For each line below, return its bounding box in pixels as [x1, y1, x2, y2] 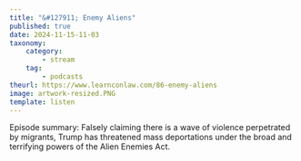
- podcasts [42, 72, 84, 81]
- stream [42, 55, 75, 64]
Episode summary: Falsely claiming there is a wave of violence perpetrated [9, 122, 291, 133]
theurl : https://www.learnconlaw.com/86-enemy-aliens [9, 80, 218, 90]
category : [25, 47, 64, 56]
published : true [9, 22, 71, 31]
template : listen [9, 97, 75, 107]
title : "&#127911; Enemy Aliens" [9, 13, 136, 23]
